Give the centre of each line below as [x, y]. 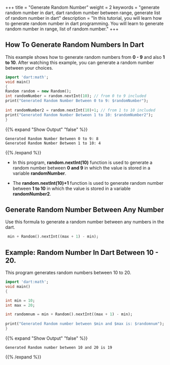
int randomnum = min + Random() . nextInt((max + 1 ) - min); [69, 314]
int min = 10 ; [20, 301]
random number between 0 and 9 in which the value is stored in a [81, 168]
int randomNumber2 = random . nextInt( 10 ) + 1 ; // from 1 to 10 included [80, 110]
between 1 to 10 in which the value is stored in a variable [72, 188]
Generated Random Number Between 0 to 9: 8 [52, 139]
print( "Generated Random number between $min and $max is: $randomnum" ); [85, 324]
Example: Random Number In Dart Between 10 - [82, 253]
